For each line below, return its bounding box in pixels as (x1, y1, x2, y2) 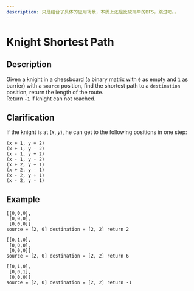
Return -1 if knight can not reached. (6, 95, 96, 102)
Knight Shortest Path (6, 35, 114, 49)
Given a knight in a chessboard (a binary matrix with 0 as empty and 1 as (6, 75, 189, 83)
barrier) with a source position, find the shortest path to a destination (6, 82, 181, 89)
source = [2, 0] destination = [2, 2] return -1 (6, 279, 132, 286)
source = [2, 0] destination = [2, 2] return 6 (6, 253, 130, 259)
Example (6, 194, 40, 205)
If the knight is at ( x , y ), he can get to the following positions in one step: (6, 128, 187, 136)
